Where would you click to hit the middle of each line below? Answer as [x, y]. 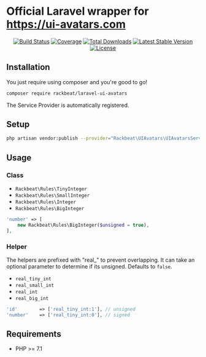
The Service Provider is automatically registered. [68, 105]
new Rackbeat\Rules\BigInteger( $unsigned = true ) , [83, 225]
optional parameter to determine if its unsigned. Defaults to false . [90, 266]
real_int [26, 292]
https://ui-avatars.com [66, 24]
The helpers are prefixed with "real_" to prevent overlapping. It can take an [101, 260]
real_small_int [35, 285]
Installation [28, 67]
